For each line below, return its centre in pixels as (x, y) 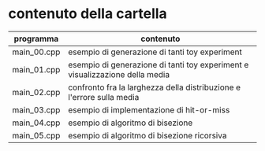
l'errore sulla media (104, 97)
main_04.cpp (36, 123)
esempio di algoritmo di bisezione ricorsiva (147, 135)
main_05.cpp (36, 135)
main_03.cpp (36, 109)
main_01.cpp (36, 69)
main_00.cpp (36, 52)
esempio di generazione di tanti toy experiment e (159, 64)
